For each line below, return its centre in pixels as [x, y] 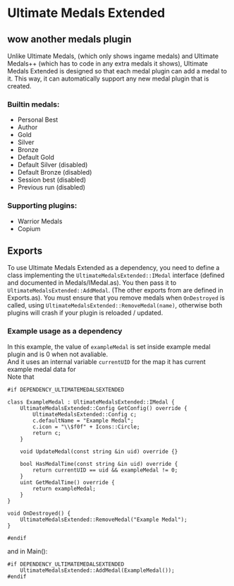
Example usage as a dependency [65, 332]
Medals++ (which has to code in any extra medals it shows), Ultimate [107, 64]
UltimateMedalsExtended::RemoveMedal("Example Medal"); [104, 520]
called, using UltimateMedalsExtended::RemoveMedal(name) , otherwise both [115, 305]
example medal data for [42, 369]
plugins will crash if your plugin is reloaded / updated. [85, 313]
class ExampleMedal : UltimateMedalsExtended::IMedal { [91, 402]
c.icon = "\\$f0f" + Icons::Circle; [86, 427]
